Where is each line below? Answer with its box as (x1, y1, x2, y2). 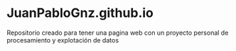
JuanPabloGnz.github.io (6, 5, 154, 21)
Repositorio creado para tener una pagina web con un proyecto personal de (6, 28, 229, 37)
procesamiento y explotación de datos (6, 35, 119, 44)
